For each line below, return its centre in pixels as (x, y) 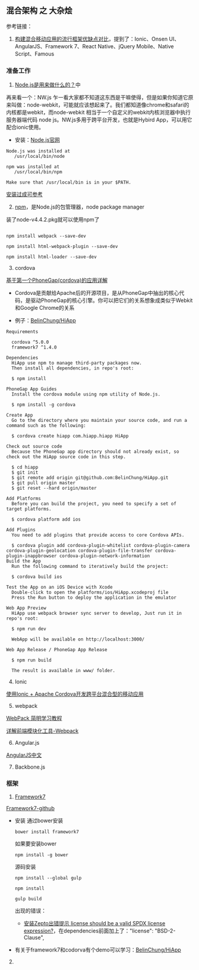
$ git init (25, 472)
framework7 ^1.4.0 (34, 347)
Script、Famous (34, 54)
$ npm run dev (29, 629)
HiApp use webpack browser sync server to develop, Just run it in (97, 613)
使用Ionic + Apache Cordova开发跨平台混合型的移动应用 (75, 694)
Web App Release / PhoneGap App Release (57, 650)
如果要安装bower (36, 844)
